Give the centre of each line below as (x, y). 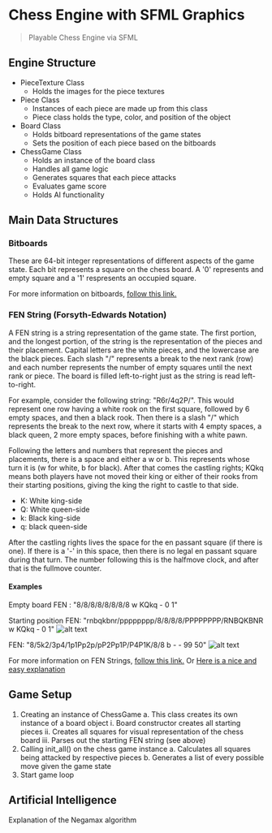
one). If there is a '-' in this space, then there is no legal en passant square (133, 550)
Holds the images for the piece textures (98, 91)
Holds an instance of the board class (94, 160)
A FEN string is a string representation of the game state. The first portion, (133, 332)
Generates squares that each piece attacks (104, 177)
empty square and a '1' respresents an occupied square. (103, 278)
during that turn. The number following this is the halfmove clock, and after (134, 559)
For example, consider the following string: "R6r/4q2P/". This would (121, 400)
